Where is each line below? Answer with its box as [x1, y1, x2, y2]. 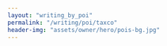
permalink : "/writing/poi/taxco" [7, 19, 118, 27]
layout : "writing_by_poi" [7, 11, 93, 19]
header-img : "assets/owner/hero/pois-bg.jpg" [7, 26, 160, 34]
